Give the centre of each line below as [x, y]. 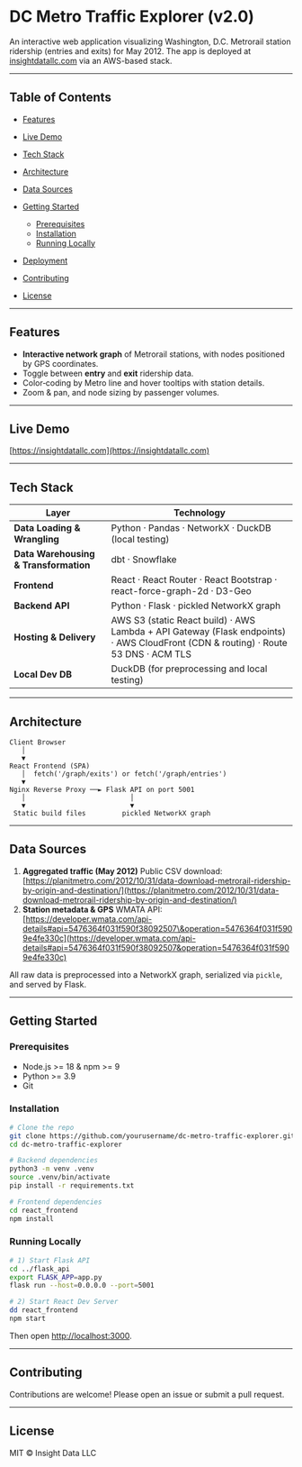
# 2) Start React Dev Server [64, 1302]
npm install [31, 1218]
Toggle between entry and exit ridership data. [108, 373]
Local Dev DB [43, 675]
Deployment [45, 260]
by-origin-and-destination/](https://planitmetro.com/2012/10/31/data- [151, 890]
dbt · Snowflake [144, 560]
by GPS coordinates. [60, 363]
